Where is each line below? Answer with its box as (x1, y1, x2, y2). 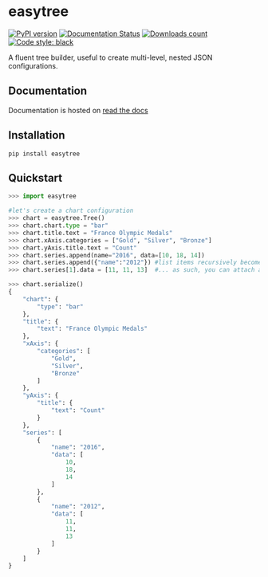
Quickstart (8, 171, 63, 185)
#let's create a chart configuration (8, 206, 134, 215)
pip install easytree (8, 150, 81, 158)
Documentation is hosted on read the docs (8, 105, 149, 115)
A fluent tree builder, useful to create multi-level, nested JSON (8, 53, 213, 62)
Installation (8, 128, 65, 142)
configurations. (8, 61, 58, 70)
